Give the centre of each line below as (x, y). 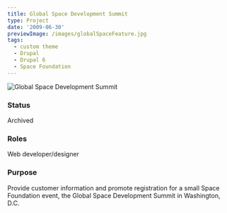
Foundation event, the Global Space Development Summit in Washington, (114, 195)
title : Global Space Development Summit (68, 14)
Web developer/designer (43, 154)
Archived (21, 120)
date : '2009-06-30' (36, 27)
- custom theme (36, 47)
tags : (15, 40)
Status (19, 105)
